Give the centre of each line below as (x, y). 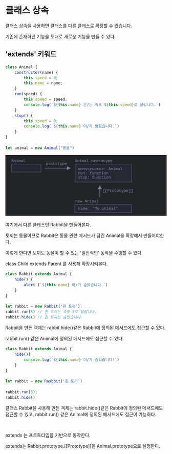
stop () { (24, 116)
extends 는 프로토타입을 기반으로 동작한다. (48, 435)
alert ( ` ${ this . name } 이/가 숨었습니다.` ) (66, 285)
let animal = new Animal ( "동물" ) (40, 148)
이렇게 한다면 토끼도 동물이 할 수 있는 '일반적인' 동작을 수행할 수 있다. (74, 253)
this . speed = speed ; (46, 99)
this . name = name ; (43, 83)
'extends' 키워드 (31, 54)
